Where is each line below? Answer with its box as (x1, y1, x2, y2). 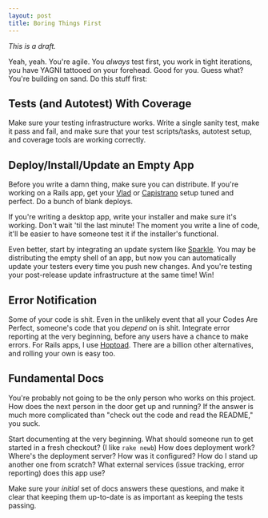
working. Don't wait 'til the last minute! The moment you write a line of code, (8, 221, 260, 231)
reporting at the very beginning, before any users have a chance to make (8, 331, 249, 341)
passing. (8, 500, 37, 510)
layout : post (8, 11, 52, 20)
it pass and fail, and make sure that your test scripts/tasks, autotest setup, (8, 126, 252, 136)
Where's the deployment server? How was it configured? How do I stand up (8, 451, 258, 460)
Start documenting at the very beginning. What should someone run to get (8, 434, 254, 444)
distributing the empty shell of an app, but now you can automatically (8, 253, 237, 263)
